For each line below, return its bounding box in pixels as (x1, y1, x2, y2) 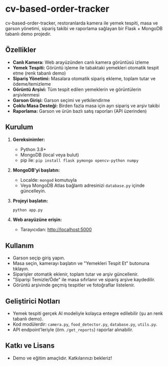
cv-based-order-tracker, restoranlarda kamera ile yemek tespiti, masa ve (5, 20, 158, 26)
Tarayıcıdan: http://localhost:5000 (20, 227, 92, 233)
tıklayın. (12, 266, 30, 272)
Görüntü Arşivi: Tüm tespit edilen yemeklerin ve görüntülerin (12, 86, 141, 92)
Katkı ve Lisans (5, 341, 55, 350)
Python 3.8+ (20, 146, 47, 152)
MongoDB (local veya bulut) (20, 152, 79, 158)
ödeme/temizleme (12, 81, 51, 87)
